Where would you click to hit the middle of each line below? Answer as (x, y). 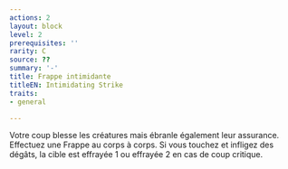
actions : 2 (30, 18)
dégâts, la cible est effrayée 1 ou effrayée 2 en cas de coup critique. (136, 155)
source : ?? (30, 60)
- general (28, 102)
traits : (24, 93)
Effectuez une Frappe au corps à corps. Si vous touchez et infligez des (142, 145)
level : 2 (26, 34)
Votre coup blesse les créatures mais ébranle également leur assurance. (144, 136)
